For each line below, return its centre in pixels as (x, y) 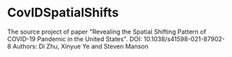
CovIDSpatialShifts (63, 13)
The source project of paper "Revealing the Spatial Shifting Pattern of (107, 32)
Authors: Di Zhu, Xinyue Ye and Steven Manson (80, 46)
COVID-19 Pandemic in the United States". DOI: (75, 38)
